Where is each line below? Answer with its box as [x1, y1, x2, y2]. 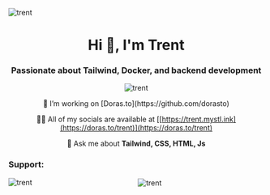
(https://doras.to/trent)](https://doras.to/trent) [59, 123, 213, 133]
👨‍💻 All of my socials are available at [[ [36, 114, 162, 125]
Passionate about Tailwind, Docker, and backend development [11, 65, 262, 76]
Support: [8, 159, 45, 170]
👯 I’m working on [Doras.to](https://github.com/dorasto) [43, 99, 229, 108]
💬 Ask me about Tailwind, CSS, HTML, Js [66, 138, 206, 149]
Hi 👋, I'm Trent [88, 36, 185, 54]
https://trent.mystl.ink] [161, 114, 237, 125]
